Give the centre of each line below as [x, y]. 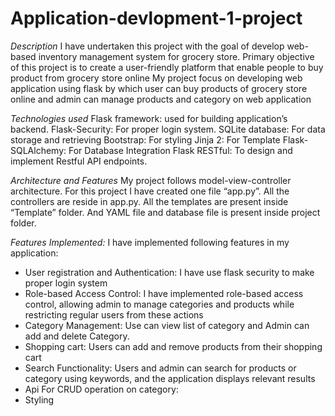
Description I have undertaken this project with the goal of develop [147, 46]
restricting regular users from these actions [114, 314]
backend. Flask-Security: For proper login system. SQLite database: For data [168, 129]
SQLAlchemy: [38, 150]
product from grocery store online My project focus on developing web [156, 78]
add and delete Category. [77, 336]
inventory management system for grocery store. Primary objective [176, 56]
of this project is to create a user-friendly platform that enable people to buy [167, 67]
